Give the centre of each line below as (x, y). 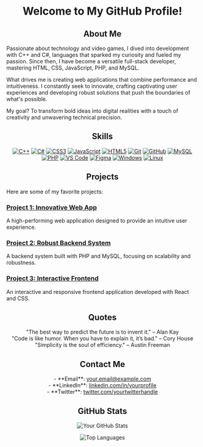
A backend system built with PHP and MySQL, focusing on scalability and (98, 256)
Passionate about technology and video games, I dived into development (98, 48)
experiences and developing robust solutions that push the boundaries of (98, 92)
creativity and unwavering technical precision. (64, 117)
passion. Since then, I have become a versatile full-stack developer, (91, 61)
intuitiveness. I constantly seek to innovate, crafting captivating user (92, 86)
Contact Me (102, 364)
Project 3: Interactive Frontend (52, 279)
